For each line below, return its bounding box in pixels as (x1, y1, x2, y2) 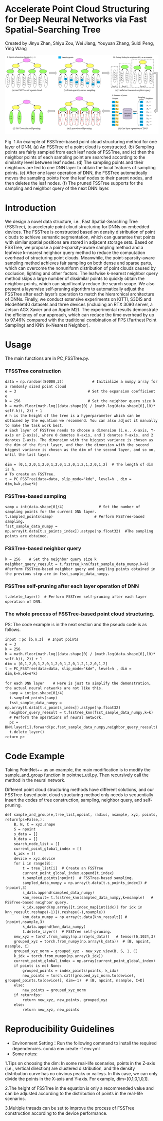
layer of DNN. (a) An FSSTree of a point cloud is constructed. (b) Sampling (5, 144, 154, 150)
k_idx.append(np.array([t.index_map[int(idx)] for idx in (22, 905, 143, 910)
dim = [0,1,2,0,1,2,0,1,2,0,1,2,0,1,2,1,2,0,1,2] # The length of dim (5, 462, 153, 467)
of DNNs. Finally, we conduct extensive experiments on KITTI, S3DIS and (5, 296, 152, 302)
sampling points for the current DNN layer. (5, 510, 97, 514)
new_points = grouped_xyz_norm (22, 988, 86, 993)
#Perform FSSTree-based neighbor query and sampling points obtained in (5, 567, 156, 571)
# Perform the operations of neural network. (9, 715, 104, 720)
